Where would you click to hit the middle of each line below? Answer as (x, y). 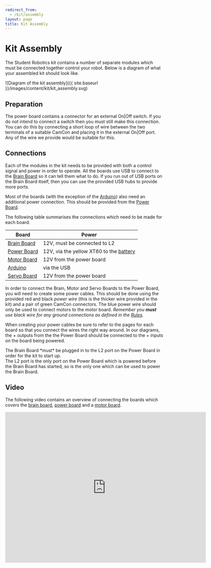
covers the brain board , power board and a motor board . (63, 405)
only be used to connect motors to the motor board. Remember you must (81, 309)
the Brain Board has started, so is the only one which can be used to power (83, 366)
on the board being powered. (35, 340)
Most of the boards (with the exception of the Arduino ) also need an (75, 196)
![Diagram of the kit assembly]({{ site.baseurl (52, 83)
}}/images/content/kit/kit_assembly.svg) (46, 88)
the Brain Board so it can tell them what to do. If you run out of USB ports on (84, 176)
